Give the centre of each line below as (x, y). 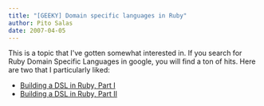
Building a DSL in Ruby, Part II (69, 94)
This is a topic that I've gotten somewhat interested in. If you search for (125, 53)
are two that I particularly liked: (59, 70)
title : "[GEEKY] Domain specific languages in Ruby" (98, 16)
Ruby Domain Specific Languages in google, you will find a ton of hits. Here (132, 61)
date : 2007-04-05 (37, 30)
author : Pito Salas (41, 23)
